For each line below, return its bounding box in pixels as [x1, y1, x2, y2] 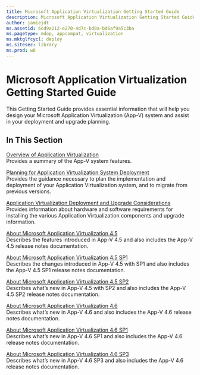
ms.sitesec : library [6, 42, 58, 48]
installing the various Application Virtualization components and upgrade [6, 212, 185, 219]
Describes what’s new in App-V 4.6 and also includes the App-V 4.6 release [6, 308, 192, 316]
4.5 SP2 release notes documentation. [6, 291, 100, 298]
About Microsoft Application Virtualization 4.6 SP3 [6, 350, 129, 357]
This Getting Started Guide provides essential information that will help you [6, 105, 190, 112]
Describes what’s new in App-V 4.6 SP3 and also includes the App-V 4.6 [6, 357, 184, 364]
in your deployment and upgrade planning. [6, 118, 111, 125]
